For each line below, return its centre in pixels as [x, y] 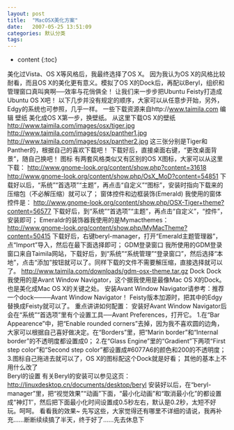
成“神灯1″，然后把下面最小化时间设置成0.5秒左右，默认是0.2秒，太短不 [109, 402]
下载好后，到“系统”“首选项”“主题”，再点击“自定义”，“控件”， [139, 211]
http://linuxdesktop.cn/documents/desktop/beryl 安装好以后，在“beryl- [109, 385]
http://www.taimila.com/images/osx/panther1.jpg [77, 133]
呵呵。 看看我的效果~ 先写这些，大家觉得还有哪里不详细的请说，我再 [118, 411]
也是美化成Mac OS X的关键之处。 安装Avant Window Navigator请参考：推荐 [116, 289]
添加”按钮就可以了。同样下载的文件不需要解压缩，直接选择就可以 [130, 262]
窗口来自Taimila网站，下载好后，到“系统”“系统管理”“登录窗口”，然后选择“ [112, 254]
